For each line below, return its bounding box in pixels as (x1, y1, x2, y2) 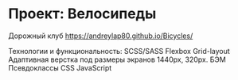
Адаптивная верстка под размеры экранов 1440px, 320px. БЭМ (8, 55, 227, 64)
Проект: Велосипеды (8, 5, 157, 23)
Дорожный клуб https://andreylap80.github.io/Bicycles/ (8, 31, 193, 40)
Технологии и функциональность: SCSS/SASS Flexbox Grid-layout (8, 46, 231, 55)
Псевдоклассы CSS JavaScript (8, 63, 112, 72)
